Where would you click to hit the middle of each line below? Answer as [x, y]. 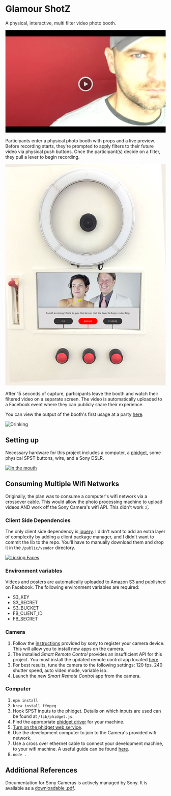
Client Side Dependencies [38, 520]
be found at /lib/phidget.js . [43, 716]
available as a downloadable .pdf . [40, 788]
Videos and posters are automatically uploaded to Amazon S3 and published [85, 582]
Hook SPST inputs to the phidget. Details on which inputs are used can [87, 711]
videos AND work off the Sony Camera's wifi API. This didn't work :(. [77, 507]
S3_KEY [21, 597]
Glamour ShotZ [38, 9]
